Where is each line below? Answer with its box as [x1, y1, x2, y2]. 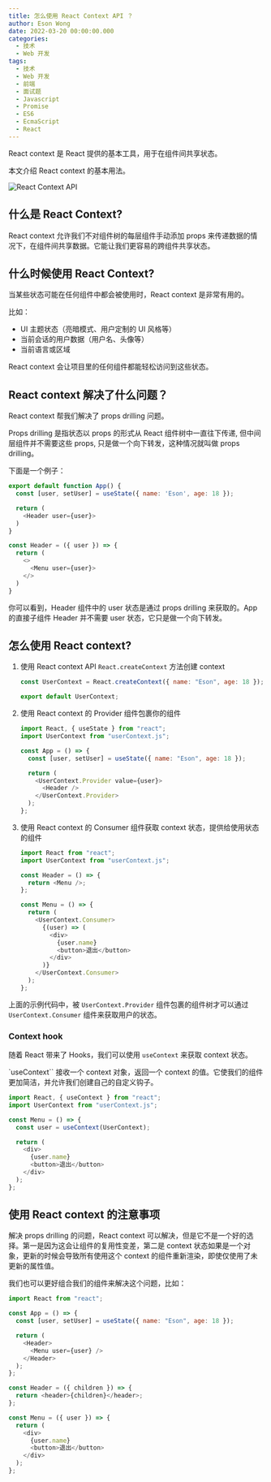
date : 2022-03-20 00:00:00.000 [8, 27, 114, 35]
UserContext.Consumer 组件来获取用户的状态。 [8, 1009, 162, 1019]
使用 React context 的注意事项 [8, 1208, 161, 1222]
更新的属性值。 [8, 1261, 58, 1271]
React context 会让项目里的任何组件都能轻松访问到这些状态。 [8, 362, 213, 372]
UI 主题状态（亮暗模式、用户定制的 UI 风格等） [19, 324, 176, 334]
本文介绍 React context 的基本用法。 [8, 166, 130, 175]
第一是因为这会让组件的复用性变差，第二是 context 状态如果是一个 [22, 1241, 244, 1251]
